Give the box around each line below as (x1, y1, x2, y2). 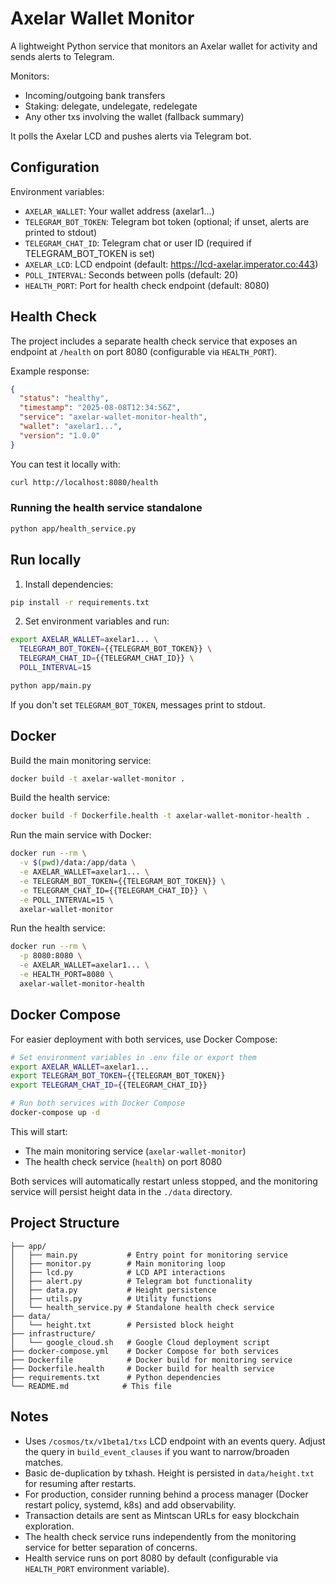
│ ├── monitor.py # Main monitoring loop (10, 1258, 226, 1269)
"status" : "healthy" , (19, 393, 110, 404)
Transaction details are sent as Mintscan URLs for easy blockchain (24, 1509, 300, 1521)
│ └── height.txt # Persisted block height (10, 1320, 235, 1330)
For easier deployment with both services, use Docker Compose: (10, 1033, 278, 1045)
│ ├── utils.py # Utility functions (10, 1293, 213, 1304)
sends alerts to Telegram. (10, 50, 115, 62)
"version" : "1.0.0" (19, 430, 101, 441)
